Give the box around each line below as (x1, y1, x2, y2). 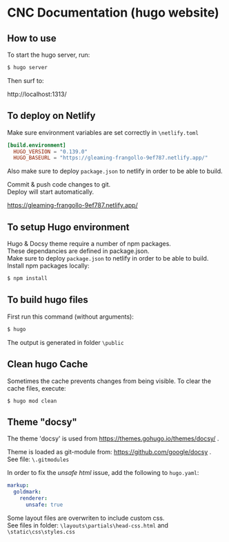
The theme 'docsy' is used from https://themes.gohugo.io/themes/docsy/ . (7, 434, 219, 443)
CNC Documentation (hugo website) (7, 5, 219, 21)
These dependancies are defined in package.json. (7, 247, 150, 255)
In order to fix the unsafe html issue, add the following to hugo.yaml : (7, 469, 199, 477)
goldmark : (13, 489, 41, 496)
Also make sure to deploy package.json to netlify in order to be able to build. (7, 167, 223, 176)
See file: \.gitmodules (7, 455, 70, 464)
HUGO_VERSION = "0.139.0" (13, 148, 88, 155)
